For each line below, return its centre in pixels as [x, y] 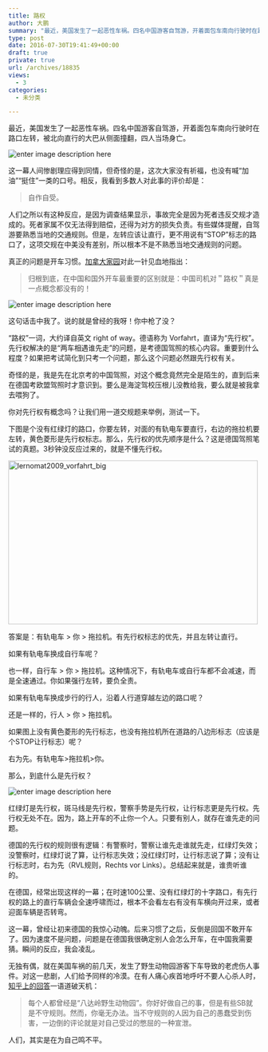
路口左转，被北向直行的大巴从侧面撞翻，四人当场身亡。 [99, 138]
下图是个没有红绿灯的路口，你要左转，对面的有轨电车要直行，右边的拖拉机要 [134, 429]
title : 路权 [27, 16]
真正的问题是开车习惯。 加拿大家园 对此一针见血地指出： [99, 261]
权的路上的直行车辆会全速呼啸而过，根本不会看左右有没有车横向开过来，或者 [134, 902]
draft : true [28, 53]
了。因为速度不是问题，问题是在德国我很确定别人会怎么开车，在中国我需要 [130, 939]
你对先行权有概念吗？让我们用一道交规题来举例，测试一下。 [106, 412]
